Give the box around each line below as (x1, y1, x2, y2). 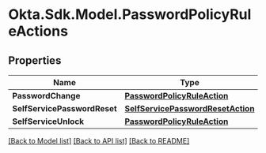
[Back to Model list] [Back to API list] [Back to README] (8, 136, 190, 145)
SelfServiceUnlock (12, 116, 85, 127)
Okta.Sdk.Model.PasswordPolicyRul (8, 6, 252, 24)
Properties (8, 54, 62, 67)
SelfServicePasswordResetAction (124, 103, 255, 114)
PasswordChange (12, 91, 81, 101)
